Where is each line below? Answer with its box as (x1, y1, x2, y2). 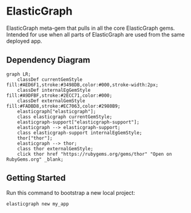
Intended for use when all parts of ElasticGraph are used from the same (6, 30, 185, 38)
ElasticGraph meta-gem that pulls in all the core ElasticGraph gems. (6, 24, 175, 32)
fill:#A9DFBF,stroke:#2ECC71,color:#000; (6, 93, 113, 99)
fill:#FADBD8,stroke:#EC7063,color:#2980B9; (6, 103, 121, 109)
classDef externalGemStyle (17, 97, 85, 104)
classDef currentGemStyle (17, 76, 83, 83)
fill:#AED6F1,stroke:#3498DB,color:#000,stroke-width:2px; (6, 82, 159, 88)
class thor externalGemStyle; (17, 145, 94, 152)
